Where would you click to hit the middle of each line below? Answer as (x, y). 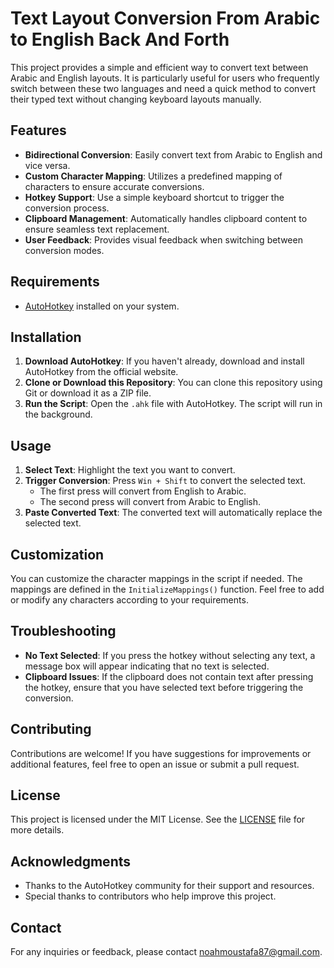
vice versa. (47, 165)
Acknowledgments (71, 861)
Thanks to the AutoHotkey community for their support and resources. (169, 886)
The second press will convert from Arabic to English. (150, 502)
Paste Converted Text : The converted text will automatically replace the (173, 513)
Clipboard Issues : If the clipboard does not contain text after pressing (169, 676)
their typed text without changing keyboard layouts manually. (136, 99)
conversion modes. (64, 250)
